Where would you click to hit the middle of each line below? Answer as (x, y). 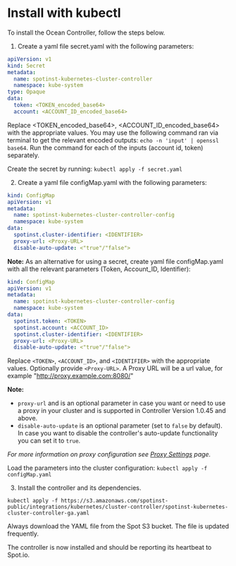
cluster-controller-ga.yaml (49, 513)
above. (27, 419)
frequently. (23, 534)
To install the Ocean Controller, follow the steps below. (86, 32)
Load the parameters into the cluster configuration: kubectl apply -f (107, 468)
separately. (24, 155)
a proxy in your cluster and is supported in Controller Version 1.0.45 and (122, 411)
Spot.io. (19, 555)
